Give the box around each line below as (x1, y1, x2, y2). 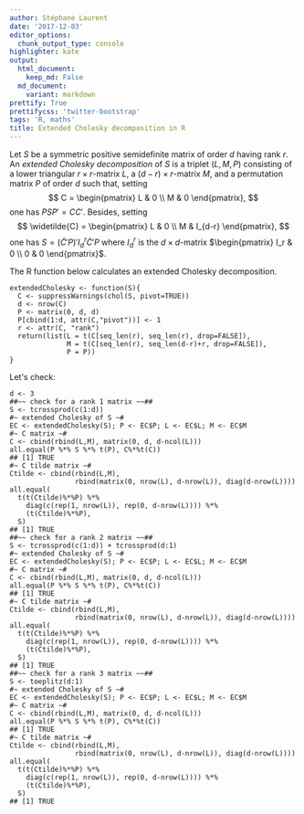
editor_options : (9, 30, 71, 39)
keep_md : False (26, 73, 84, 82)
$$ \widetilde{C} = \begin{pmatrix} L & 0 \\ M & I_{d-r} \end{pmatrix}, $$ (16, 221, 290, 231)
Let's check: (9, 372, 57, 383)
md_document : (17, 81, 68, 90)
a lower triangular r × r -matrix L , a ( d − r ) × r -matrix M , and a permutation (9, 168, 284, 179)
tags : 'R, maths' (9, 115, 76, 124)
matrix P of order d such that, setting (9, 178, 148, 188)
